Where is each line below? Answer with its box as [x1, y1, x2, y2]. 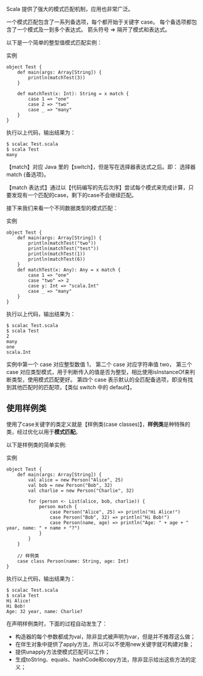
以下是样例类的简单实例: [6, 441, 67, 448]
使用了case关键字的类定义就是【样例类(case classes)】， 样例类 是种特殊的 [6, 420, 190, 428]
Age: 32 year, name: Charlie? [6, 608, 83, 614]
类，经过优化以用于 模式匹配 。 [6, 428, 81, 435]
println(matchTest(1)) [28, 251, 86, 257]
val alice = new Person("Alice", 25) [28, 476, 123, 483]
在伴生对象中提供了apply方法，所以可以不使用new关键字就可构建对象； [15, 640, 194, 648]
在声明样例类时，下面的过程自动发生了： [6, 620, 108, 627]
